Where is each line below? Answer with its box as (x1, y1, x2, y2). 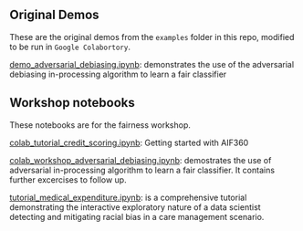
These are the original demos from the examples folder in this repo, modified (9, 31, 295, 42)
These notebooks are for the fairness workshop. (9, 119, 192, 131)
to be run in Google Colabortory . (9, 41, 131, 52)
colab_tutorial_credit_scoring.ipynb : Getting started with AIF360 (9, 137, 249, 148)
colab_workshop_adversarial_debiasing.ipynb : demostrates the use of (9, 154, 272, 165)
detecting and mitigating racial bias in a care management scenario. (9, 211, 265, 222)
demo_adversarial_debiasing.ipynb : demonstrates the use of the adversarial (9, 58, 295, 69)
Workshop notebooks (9, 95, 135, 110)
